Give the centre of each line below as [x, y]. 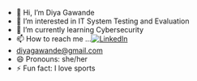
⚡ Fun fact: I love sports [56, 68]
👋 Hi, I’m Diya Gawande [55, 13]
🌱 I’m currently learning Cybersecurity [80, 30]
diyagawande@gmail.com [59, 50]
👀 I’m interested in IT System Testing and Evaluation [103, 21]
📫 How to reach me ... [54, 39]
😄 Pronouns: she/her [51, 59]
